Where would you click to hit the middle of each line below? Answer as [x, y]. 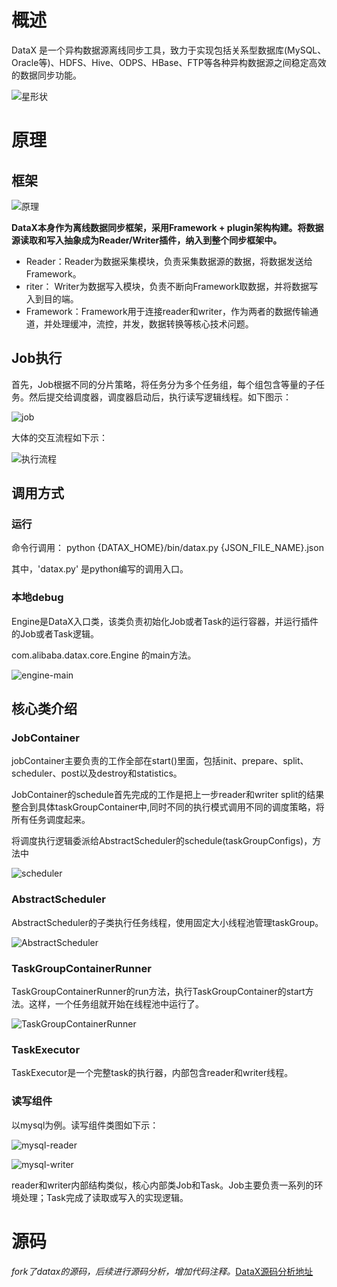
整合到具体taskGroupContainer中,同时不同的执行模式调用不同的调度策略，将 [168, 807]
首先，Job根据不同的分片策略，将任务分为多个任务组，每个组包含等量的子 [163, 384]
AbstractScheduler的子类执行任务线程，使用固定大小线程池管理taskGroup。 [167, 922]
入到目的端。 [52, 298]
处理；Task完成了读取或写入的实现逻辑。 [104, 1197]
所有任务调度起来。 [51, 820]
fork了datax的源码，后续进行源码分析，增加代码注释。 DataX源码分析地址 [162, 1271]
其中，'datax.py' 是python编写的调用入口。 [100, 569]
